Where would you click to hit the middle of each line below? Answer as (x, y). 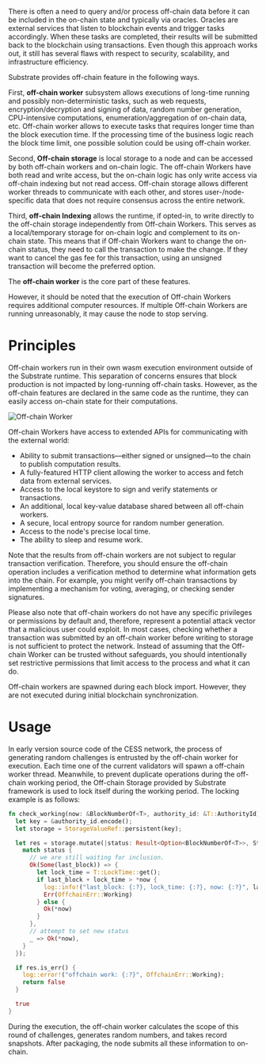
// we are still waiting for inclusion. (97, 858)
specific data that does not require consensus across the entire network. (127, 200)
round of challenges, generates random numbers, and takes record (118, 1035)
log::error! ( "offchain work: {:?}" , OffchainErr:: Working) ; (123, 975)
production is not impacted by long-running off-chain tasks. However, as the (133, 384)
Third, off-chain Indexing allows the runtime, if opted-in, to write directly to (131, 216)
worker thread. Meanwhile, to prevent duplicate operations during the (122, 774)
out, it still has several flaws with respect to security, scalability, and (119, 53)
